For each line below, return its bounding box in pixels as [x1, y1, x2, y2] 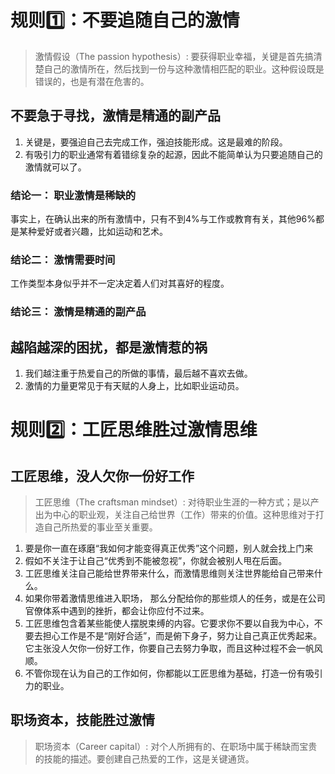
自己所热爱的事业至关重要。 [43, 521, 158, 533]
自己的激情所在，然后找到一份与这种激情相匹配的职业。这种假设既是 [43, 62, 325, 75]
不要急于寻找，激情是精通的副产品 [10, 107, 221, 125]
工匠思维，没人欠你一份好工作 [10, 467, 195, 485]
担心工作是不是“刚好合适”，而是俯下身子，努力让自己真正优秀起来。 [42, 630, 323, 642]
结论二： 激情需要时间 [10, 252, 116, 266]
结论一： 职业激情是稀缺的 [10, 188, 137, 202]
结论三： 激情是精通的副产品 [10, 305, 147, 319]
